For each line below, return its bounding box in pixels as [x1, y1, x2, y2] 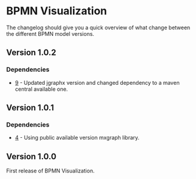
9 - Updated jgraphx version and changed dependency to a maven [14, 79, 180, 86]
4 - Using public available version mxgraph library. [14, 134, 140, 141]
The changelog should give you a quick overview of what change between [6, 24, 191, 31]
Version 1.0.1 [6, 103, 55, 113]
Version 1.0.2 [6, 48, 57, 58]
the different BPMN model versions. [6, 30, 95, 37]
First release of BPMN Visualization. [6, 167, 95, 174]
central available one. [14, 85, 68, 92]
